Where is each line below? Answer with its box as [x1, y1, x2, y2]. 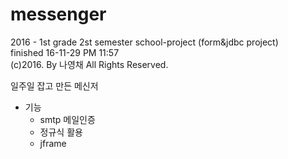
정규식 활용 [39, 126, 83, 138]
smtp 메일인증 [39, 113, 96, 125]
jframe [39, 137, 67, 149]
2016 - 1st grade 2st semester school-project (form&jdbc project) [10, 36, 279, 48]
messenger [10, 3, 107, 26]
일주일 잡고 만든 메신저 [10, 79, 99, 92]
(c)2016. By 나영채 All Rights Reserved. [10, 58, 169, 70]
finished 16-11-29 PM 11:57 [10, 46, 120, 58]
